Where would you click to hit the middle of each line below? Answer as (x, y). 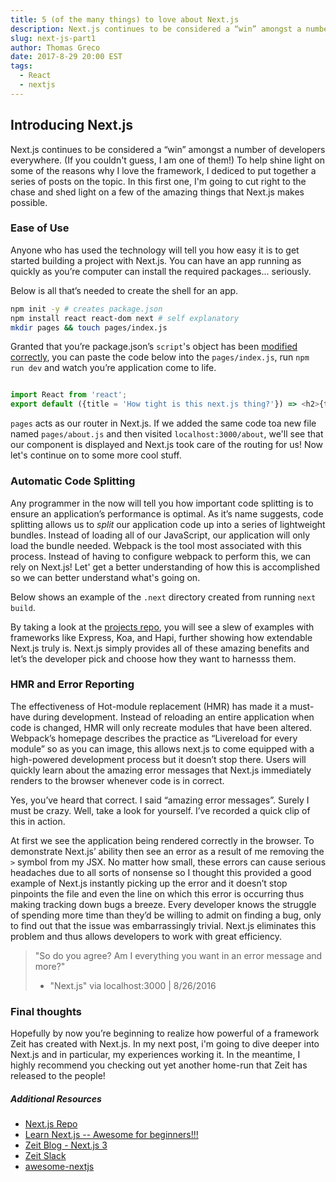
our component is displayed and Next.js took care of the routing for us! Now (167, 445)
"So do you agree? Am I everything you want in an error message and (178, 955)
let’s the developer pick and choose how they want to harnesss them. (153, 658)
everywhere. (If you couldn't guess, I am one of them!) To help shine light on (167, 160)
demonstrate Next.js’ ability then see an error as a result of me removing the (167, 851)
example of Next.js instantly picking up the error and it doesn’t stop (149, 883)
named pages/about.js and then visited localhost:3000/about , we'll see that (167, 434)
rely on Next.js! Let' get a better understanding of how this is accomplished (165, 567)
